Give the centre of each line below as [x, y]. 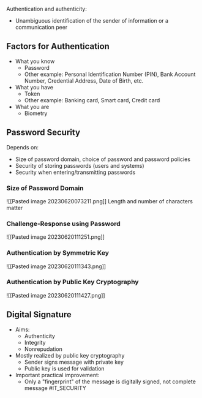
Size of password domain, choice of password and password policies [103, 159]
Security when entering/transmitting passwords [75, 172]
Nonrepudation [43, 349]
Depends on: [22, 147]
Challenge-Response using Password [63, 223]
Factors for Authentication [58, 46]
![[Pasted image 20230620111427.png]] [56, 295]
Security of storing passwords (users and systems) [80, 165]
